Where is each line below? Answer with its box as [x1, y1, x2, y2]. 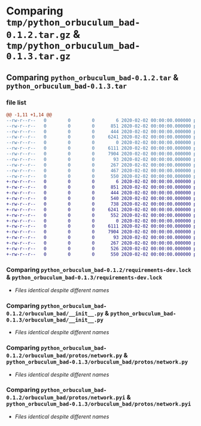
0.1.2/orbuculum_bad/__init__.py [6, 310, 103, 317]
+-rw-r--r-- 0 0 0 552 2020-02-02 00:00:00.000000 [6, 212, 191, 218]
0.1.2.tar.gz [6, 29, 71, 41]
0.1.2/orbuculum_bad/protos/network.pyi [6, 394, 126, 401]
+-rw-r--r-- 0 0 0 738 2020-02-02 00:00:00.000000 [6, 201, 191, 207]
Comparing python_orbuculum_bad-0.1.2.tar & [6, 72, 179, 82]
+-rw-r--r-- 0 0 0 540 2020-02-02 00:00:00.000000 [6, 196, 191, 202]
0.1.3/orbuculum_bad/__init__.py [6, 316, 103, 323]
